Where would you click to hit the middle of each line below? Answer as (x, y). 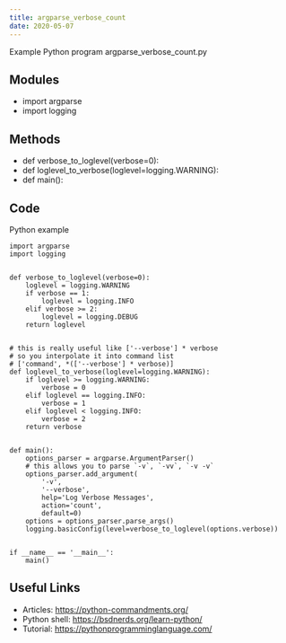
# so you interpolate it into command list (92, 356)
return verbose (54, 427)
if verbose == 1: (58, 293)
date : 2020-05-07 (42, 26)
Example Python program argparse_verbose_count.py (108, 51)
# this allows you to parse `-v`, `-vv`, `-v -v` (120, 466)
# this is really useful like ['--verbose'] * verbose (114, 348)
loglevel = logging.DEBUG (90, 317)
